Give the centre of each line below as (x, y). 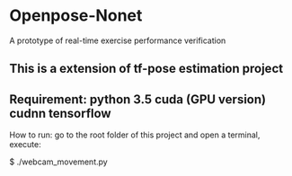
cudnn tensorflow (60, 113)
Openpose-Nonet (76, 16)
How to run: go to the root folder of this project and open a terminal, (135, 135)
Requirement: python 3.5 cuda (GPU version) (138, 99)
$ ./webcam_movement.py (58, 162)
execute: (26, 145)
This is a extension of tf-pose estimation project (146, 69)
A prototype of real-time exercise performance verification (118, 40)
